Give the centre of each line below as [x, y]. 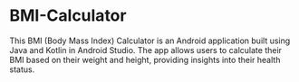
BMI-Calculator [68, 16]
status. [22, 69]
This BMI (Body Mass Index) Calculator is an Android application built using [150, 41]
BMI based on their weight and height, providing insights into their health [145, 59]
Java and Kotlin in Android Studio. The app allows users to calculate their [146, 50]
